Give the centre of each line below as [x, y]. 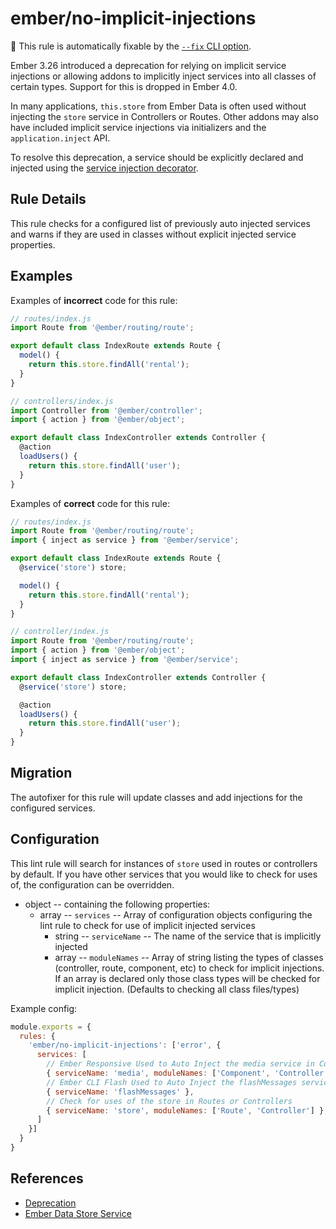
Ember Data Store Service [78, 1213]
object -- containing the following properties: [117, 904]
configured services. [53, 808]
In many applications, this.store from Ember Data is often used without [158, 106]
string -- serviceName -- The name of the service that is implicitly [188, 936]
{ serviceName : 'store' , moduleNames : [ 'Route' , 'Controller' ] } [185, 1110]
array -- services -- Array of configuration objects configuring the [176, 914]
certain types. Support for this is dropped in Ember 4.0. [124, 86]
